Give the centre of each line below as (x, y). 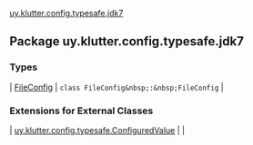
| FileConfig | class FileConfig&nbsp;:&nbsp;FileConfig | (117, 87)
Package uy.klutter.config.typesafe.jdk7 (126, 41)
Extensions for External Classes (81, 111)
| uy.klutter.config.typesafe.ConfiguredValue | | (97, 130)
